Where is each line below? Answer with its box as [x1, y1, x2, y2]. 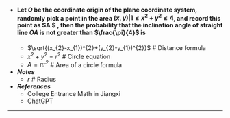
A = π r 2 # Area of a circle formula [27, 59, 122, 69]
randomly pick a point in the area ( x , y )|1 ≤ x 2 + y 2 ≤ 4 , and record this [16, 12, 221, 22]
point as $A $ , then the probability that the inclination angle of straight [16, 21, 223, 29]
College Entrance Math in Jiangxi [27, 90, 121, 98]
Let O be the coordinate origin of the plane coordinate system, [16, 5, 197, 14]
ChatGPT [27, 97, 53, 106]
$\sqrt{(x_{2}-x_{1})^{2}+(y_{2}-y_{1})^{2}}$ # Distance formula [27, 43, 207, 51]
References [16, 82, 51, 91]
